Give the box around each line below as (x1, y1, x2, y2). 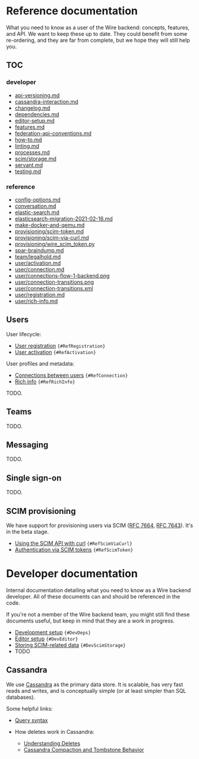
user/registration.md (14, 291, 65, 298)
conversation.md (14, 202, 56, 209)
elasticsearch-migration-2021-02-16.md (14, 215, 113, 222)
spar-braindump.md (14, 246, 64, 254)
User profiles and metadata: (6, 360, 75, 367)
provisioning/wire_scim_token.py (14, 240, 95, 247)
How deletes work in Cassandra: (14, 728, 95, 735)
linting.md (14, 142, 40, 150)
